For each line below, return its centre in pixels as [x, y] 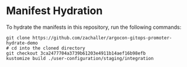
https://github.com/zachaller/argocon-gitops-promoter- [102, 38]
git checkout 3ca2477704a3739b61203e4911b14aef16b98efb [76, 53]
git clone [18, 38]
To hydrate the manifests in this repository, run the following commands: [94, 27]
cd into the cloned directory [48, 48]
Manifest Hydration [54, 11]
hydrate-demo [22, 43]
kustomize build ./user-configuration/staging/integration [80, 58]
